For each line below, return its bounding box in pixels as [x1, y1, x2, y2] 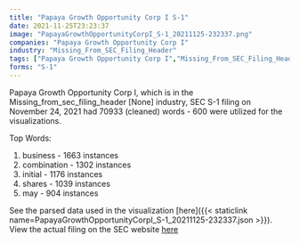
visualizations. [9, 115, 62, 126]
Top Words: [9, 133, 52, 143]
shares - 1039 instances [21, 178, 111, 189]
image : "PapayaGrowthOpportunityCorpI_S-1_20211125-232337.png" [9, 29, 253, 38]
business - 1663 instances [21, 150, 118, 160]
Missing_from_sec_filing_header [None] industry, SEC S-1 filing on [9, 96, 252, 107]
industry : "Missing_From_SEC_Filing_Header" [9, 46, 177, 55]
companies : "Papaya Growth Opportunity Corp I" [9, 37, 190, 47]
